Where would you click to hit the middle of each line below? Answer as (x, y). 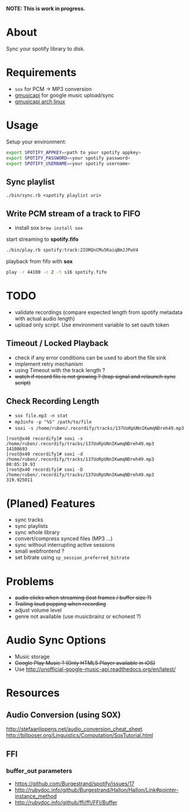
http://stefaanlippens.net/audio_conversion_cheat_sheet (74, 729)
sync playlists (31, 526)
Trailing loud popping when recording (60, 604)
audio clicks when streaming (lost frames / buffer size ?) (83, 598)
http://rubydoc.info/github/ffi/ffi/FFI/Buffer (66, 802)
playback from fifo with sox (40, 261)
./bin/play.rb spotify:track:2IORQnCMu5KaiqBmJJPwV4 (72, 250)
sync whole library (37, 532)
